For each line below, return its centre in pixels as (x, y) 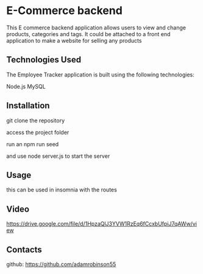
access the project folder (38, 132)
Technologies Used (44, 60)
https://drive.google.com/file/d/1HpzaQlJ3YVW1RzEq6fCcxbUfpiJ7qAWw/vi (101, 224)
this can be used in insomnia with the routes (62, 190)
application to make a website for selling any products (74, 40)
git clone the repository (36, 120)
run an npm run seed (33, 144)
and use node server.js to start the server (58, 156)
